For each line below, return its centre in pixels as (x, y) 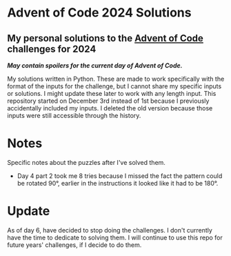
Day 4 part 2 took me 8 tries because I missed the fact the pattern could (120, 176)
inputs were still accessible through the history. (74, 116)
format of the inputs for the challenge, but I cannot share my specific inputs (114, 86)
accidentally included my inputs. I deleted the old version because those (110, 108)
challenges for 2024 (52, 49)
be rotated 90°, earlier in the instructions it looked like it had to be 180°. (118, 183)
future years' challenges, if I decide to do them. (74, 245)
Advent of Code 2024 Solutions (99, 13)
